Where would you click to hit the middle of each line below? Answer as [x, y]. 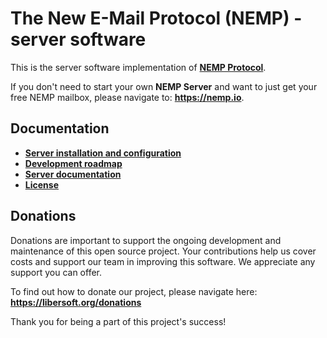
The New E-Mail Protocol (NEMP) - [156, 18]
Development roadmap [73, 163]
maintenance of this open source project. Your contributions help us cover [163, 251]
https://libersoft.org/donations [76, 302]
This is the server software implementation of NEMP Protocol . [138, 67]
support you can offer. [56, 272]
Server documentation [73, 174]
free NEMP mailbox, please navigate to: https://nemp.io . [127, 97]
